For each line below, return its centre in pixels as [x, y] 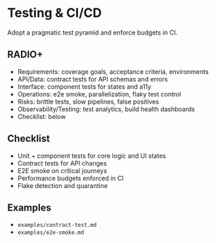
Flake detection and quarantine [62, 185]
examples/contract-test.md [57, 225]
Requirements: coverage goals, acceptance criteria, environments [113, 71]
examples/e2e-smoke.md [51, 233]
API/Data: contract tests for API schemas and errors [93, 79]
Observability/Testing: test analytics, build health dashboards [106, 109]
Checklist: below [42, 116]
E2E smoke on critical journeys [62, 170]
